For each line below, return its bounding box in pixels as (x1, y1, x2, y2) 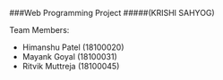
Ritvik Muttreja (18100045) (21, 61, 120, 71)
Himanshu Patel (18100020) (21, 42, 124, 52)
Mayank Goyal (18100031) (21, 52, 118, 61)
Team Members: (9, 25, 70, 35)
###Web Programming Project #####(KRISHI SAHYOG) (9, 8, 215, 18)
